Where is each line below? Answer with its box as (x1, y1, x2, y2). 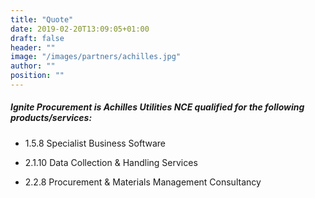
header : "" (10, 42, 56, 53)
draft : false (10, 33, 65, 43)
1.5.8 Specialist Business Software (24, 137, 166, 149)
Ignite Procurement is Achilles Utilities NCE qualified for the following (10, 101, 305, 113)
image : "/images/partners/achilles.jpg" (10, 52, 182, 62)
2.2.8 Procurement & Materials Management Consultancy (24, 176, 262, 188)
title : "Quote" (10, 14, 74, 25)
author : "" (10, 61, 56, 71)
